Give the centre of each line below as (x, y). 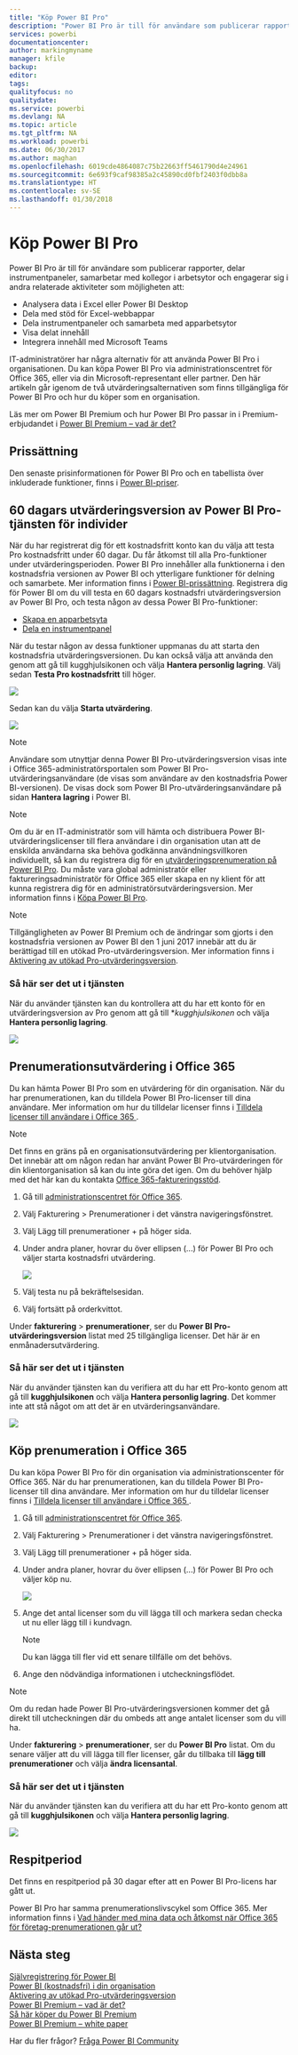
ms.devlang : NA (37, 116)
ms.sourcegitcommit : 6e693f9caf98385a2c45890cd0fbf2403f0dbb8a (129, 174)
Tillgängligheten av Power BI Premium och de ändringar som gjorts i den (141, 932)
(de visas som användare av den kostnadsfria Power (192, 778)
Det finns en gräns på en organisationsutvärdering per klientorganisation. (143, 1151)
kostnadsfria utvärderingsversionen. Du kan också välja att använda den (141, 655)
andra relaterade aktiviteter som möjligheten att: (97, 286)
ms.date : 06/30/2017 (47, 149)
